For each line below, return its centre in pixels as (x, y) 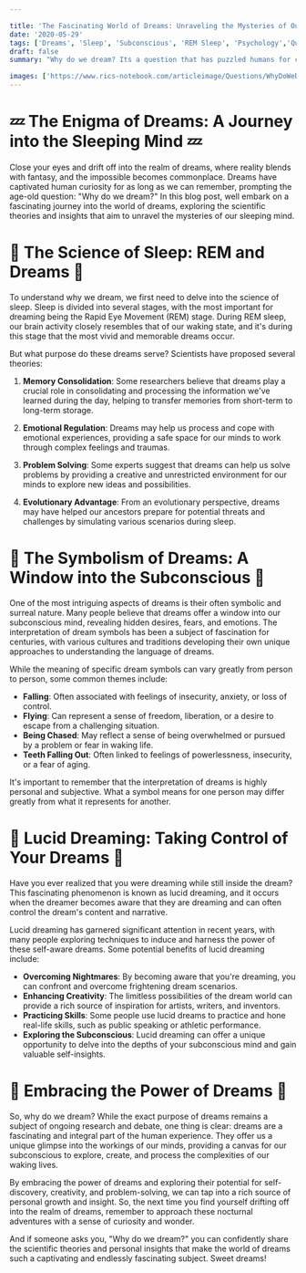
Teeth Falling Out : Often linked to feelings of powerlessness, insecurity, (158, 755)
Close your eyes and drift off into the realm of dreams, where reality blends (150, 167)
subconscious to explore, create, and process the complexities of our (140, 1154)
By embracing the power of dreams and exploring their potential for (136, 1182)
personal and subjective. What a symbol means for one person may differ (147, 791)
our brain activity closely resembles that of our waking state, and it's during (151, 326)
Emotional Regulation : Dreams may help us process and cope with (148, 428)
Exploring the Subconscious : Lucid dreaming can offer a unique (144, 1034)
